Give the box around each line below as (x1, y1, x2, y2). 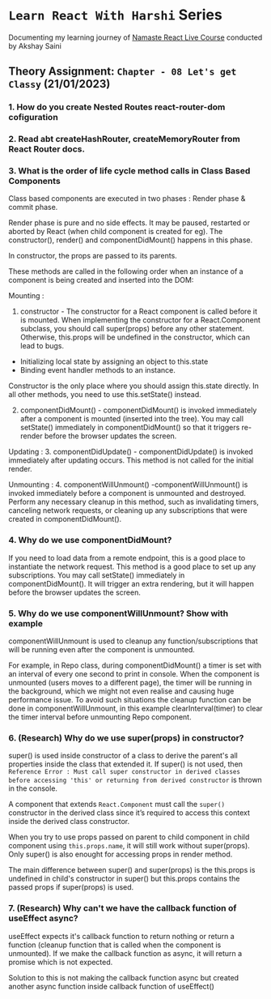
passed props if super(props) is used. (8, 882, 134, 892)
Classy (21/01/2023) (8, 77, 111, 91)
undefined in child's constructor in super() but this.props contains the (8, 873, 240, 884)
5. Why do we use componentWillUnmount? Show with (8, 608, 229, 619)
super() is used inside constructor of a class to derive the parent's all (8, 751, 239, 761)
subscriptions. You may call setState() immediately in (8, 570, 185, 580)
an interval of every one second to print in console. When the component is (8, 669, 260, 679)
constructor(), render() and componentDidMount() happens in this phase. (8, 235, 253, 245)
